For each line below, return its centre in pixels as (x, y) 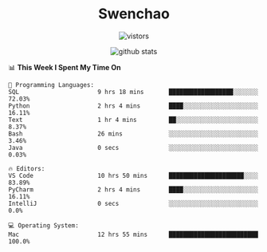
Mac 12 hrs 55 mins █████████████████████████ (133, 234)
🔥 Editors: (27, 168)
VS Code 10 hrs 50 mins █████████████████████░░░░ (133, 175)
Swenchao (134, 14)
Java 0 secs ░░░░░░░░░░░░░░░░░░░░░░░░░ (133, 148)
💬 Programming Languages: (51, 85)
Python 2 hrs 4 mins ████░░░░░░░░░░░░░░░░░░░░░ (133, 106)
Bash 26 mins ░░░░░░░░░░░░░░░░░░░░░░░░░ (133, 134)
